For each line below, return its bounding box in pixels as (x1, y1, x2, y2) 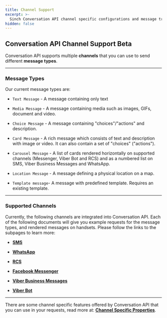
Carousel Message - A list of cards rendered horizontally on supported (12, 150, 155, 157)
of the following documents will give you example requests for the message (5, 219, 160, 225)
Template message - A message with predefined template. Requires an (12, 180, 154, 186)
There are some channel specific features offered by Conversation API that (5, 302, 159, 308)
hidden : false (5, 21, 35, 26)
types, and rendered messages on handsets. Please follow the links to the (5, 224, 157, 230)
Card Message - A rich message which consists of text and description (12, 135, 155, 142)
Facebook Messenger (12, 268, 59, 274)
